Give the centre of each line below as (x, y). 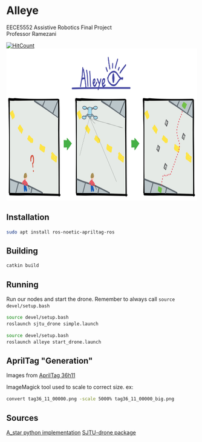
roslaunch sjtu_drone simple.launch (52, 324)
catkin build (23, 266)
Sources (22, 418)
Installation (28, 217)
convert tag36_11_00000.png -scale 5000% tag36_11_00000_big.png (90, 399)
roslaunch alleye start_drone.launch (54, 342)
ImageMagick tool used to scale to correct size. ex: (70, 387)
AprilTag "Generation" (50, 361)
